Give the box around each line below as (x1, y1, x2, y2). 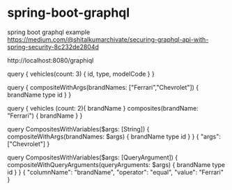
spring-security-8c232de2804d (7, 42, 100, 51)
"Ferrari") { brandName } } (7, 111, 83, 120)
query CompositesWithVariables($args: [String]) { (7, 125, 150, 133)
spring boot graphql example (7, 28, 91, 36)
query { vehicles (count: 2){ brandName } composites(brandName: (7, 104, 199, 112)
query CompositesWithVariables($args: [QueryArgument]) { (7, 153, 178, 161)
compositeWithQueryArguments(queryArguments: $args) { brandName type (7, 160, 226, 168)
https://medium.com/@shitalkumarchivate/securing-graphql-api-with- (7, 35, 209, 43)
